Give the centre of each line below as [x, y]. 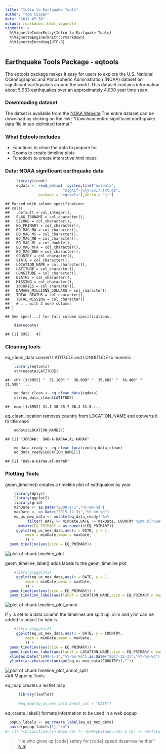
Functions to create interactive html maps [55, 158]
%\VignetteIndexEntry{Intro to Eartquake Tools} [61, 33]
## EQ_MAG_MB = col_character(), [42, 238]
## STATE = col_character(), [37, 260]
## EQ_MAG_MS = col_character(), [42, 234]
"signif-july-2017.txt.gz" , [91, 190]
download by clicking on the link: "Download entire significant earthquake [80, 118]
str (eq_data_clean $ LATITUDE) [44, 398]
